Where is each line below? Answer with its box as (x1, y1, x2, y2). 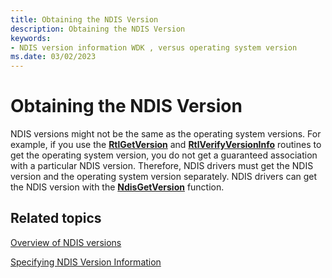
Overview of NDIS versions (10, 236, 122, 248)
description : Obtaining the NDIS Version (10, 24, 186, 34)
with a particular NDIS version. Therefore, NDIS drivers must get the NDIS (10, 160, 314, 172)
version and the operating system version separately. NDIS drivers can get (10, 171, 318, 183)
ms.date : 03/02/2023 (10, 52, 97, 62)
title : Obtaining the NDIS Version (10, 14, 159, 25)
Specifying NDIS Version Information (10, 256, 162, 268)
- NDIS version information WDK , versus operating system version (10, 42, 298, 53)
